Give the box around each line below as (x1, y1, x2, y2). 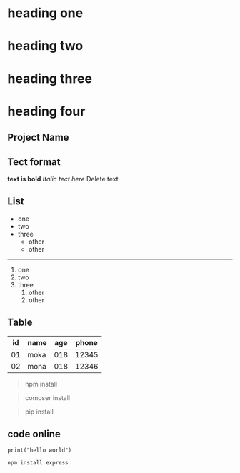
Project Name (7, 131, 69, 144)
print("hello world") (7, 447, 72, 454)
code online (7, 427, 61, 440)
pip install (24, 407, 54, 416)
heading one (7, 5, 84, 21)
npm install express (7, 459, 69, 467)
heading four (7, 103, 86, 119)
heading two (7, 38, 84, 54)
